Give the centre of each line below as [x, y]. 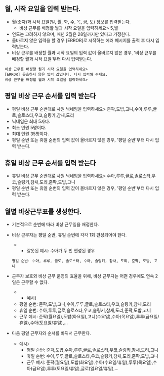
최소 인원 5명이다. [29, 127]
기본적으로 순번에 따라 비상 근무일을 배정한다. [55, 225]
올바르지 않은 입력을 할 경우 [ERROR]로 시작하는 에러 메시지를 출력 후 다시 [83, 40]
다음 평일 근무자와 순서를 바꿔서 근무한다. [51, 333]
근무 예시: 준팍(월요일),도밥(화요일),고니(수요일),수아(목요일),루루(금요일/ [89, 317]
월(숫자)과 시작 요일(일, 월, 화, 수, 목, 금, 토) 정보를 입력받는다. [71, 22]
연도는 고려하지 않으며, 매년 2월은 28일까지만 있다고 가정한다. [71, 34]
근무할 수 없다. [35, 282]
